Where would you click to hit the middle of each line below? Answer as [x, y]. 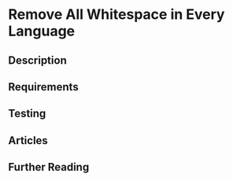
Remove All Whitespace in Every [116, 15]
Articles [28, 140]
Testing [27, 114]
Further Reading [49, 167]
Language [42, 31]
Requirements [43, 87]
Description [37, 60]
